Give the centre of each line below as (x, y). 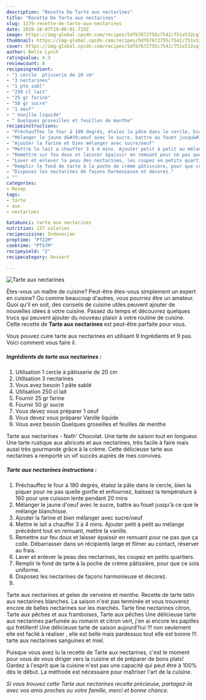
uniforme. (27, 570)
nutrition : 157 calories (38, 229)
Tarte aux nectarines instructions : (51, 469)
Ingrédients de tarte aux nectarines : (54, 356)
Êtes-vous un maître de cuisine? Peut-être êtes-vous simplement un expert (101, 291)
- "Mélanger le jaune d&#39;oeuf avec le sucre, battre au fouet (91, 138)
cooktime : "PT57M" (30, 245)
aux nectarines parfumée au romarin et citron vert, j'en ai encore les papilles (103, 621)
